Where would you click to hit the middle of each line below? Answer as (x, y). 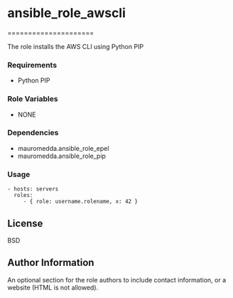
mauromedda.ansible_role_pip (62, 156)
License (25, 223)
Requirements (32, 65)
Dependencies (33, 133)
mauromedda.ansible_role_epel (63, 148)
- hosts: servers (33, 189)
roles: (23, 196)
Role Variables (33, 99)
